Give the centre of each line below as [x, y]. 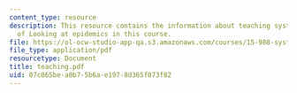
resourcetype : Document [53, 58]
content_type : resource [53, 17]
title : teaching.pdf [47, 67]
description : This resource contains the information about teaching [140, 26]
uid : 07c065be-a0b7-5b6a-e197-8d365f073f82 [91, 75]
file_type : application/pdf [61, 50]
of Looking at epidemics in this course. [95, 34]
